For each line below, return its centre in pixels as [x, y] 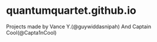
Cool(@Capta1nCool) [31, 32]
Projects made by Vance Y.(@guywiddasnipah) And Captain [79, 26]
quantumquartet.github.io [71, 11]
